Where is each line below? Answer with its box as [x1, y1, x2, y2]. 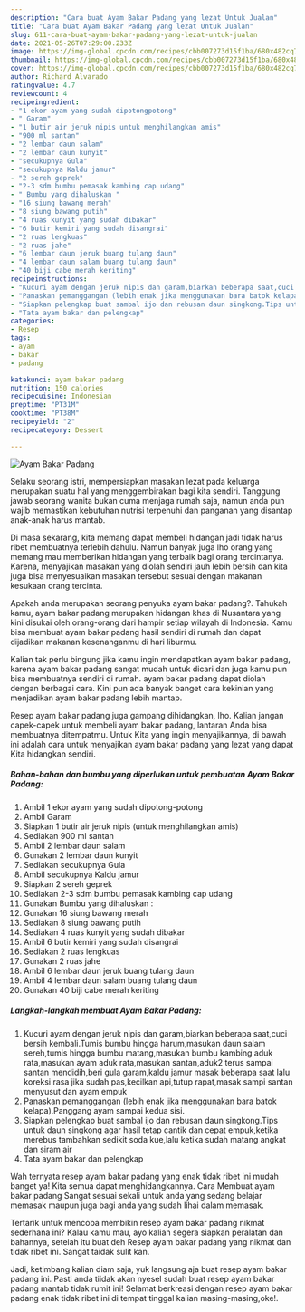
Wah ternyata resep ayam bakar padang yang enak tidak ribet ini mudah [10, 1171, 280, 1182]
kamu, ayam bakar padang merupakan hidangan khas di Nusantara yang [10, 607, 281, 618]
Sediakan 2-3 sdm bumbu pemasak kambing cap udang [23, 888, 234, 899]
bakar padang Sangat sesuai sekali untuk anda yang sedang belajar [10, 1190, 262, 1201]
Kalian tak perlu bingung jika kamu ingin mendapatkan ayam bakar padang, [10, 653, 291, 664]
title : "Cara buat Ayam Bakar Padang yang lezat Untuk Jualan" [10, 22, 254, 31]
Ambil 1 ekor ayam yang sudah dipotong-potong [23, 801, 203, 812]
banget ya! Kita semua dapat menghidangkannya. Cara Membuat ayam [10, 1180, 275, 1191]
